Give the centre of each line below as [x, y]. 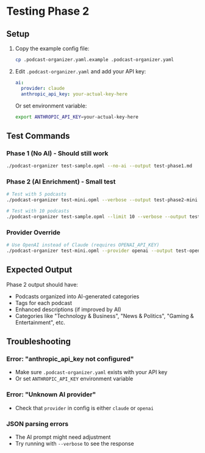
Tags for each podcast [43, 303]
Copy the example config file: [52, 48]
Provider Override [34, 232]
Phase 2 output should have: [42, 284]
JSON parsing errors [38, 424]
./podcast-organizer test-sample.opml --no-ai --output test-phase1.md [99, 166]
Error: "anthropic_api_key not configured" [70, 359]
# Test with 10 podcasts [38, 211]
